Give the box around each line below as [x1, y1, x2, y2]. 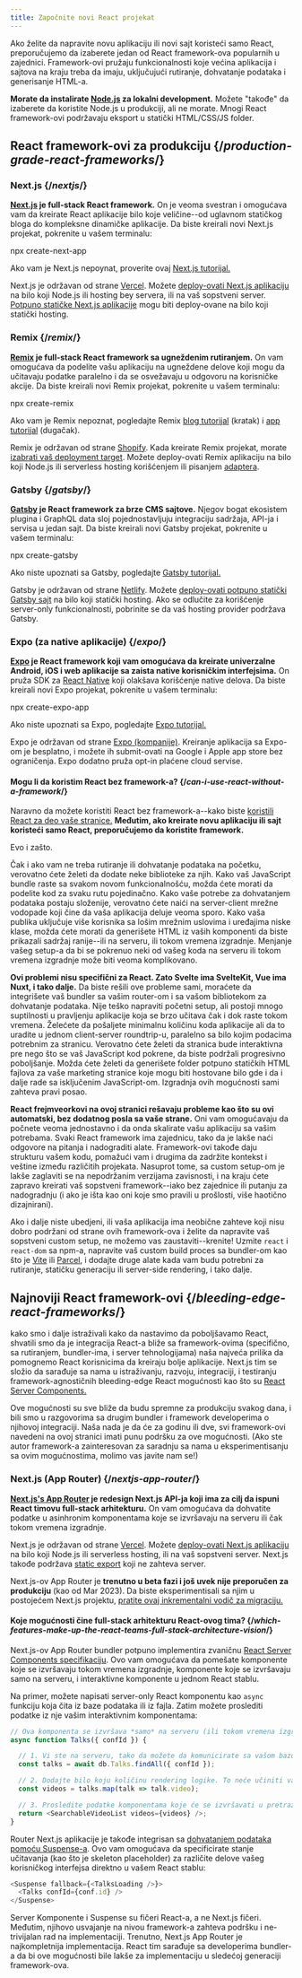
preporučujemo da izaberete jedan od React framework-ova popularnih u [10, 47, 280, 58]
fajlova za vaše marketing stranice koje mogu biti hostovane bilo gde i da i [10, 1067, 283, 1078]
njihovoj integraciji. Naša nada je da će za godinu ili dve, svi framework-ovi [10, 1422, 286, 1433]
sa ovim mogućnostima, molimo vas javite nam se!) [10, 1451, 199, 1461]
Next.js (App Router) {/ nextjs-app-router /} [10, 1473, 201, 1486]
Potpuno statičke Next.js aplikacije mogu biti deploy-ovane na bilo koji [10, 300, 269, 310]
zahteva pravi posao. [10, 1086, 88, 1097]
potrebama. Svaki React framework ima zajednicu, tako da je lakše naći [10, 1132, 273, 1144]
